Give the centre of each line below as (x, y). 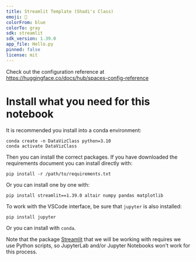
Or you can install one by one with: (48, 184)
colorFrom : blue (26, 22)
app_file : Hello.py (30, 44)
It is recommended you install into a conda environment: (74, 130)
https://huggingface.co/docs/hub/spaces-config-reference (78, 78)
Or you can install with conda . (41, 228)
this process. (22, 252)
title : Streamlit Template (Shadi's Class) (60, 11)
